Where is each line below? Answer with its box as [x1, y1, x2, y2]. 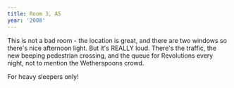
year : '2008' [7, 17, 46, 24]
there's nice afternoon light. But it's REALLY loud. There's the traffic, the [7, 44, 217, 52]
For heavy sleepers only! [7, 72, 79, 81]
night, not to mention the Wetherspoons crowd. [7, 58, 144, 67]
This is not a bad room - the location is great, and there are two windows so [7, 36, 228, 44]
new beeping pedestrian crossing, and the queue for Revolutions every [7, 51, 214, 60]
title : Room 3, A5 [7, 10, 61, 18]
